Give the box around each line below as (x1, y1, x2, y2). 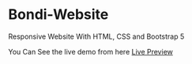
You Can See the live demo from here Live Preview (8, 47, 174, 56)
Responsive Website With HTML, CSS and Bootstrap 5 (8, 32, 185, 41)
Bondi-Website (8, 6, 109, 24)
